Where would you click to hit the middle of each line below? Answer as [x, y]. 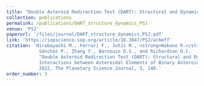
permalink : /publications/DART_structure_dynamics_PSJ [77, 23]
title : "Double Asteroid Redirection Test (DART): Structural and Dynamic [103, 12]
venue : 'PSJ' [23, 29]
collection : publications [39, 18]
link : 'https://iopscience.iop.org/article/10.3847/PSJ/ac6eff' [89, 40]
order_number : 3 [27, 74]
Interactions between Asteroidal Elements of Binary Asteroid [119, 62]
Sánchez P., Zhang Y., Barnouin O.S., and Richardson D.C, [115, 51]
